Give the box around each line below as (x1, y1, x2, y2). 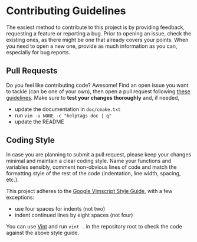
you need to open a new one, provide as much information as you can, (6, 42, 178, 50)
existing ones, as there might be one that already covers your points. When (6, 36, 189, 43)
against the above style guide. (6, 229, 80, 236)
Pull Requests (6, 66, 58, 76)
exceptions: (6, 194, 34, 201)
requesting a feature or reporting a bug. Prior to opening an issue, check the (6, 30, 192, 37)
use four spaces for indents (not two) (14, 205, 106, 212)
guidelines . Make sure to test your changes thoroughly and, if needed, (6, 94, 180, 101)
